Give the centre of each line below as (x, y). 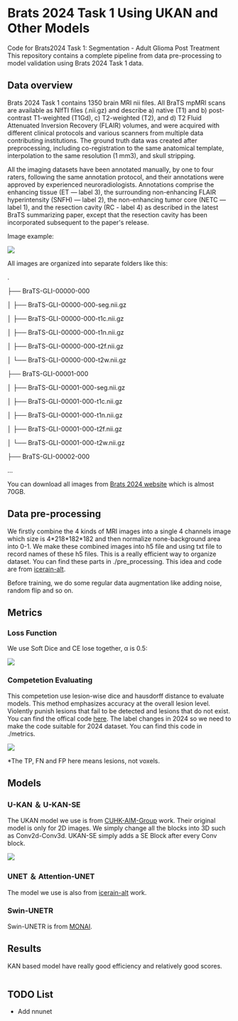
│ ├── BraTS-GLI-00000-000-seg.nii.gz (67, 305)
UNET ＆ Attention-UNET (51, 876)
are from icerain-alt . (37, 569)
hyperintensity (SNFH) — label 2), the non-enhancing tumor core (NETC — (117, 199)
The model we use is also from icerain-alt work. (77, 892)
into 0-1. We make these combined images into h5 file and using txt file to (115, 546)
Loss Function (32, 633)
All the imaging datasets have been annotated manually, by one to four (111, 169)
